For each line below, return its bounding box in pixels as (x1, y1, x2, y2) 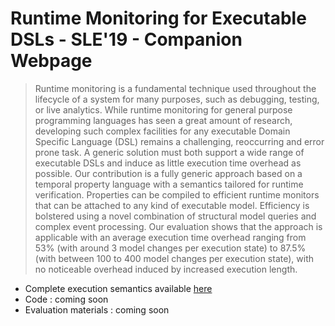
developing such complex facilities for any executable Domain (34, 125, 291, 137)
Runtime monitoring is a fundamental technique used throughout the (34, 82, 317, 94)
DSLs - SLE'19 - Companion (10, 28, 243, 51)
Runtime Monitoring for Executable (10, 7, 307, 30)
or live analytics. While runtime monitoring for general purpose (34, 103, 293, 116)
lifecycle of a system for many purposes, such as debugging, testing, (34, 93, 320, 105)
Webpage (10, 50, 93, 72)
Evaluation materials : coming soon (24, 303, 170, 316)
